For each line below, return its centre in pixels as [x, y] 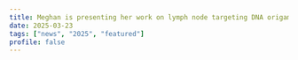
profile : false [37, 42]
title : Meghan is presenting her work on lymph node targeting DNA [137, 17]
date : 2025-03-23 [41, 26]
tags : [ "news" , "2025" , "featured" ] [77, 34]
